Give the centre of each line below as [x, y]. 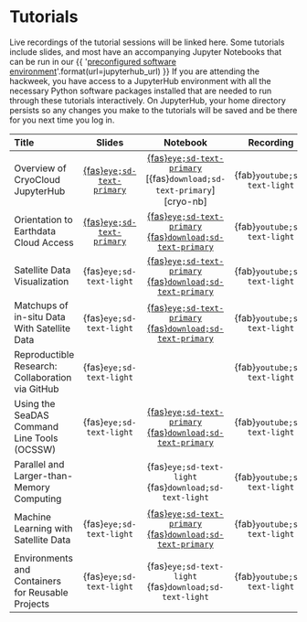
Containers [38, 581]
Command [37, 426]
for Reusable [41, 592]
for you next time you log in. [62, 120]
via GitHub [37, 389]
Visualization [42, 281]
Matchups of [41, 306]
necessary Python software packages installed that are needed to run [141, 91]
